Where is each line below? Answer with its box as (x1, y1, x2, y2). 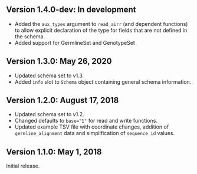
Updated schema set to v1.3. (14, 72, 84, 79)
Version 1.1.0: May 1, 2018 (6, 147, 102, 157)
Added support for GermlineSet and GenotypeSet (14, 39, 136, 46)
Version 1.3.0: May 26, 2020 (6, 56, 112, 67)
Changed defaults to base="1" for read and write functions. (14, 117, 158, 124)
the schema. (14, 32, 45, 40)
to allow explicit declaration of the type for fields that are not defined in (14, 27, 188, 34)
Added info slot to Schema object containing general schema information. (14, 78, 192, 85)
